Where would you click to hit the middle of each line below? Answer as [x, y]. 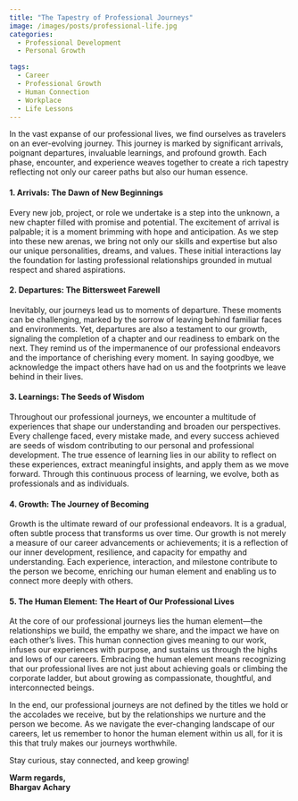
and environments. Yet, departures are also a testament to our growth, [138, 328]
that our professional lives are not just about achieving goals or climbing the [149, 669]
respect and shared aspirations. [68, 269]
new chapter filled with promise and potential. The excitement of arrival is [144, 222]
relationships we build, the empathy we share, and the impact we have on [144, 631]
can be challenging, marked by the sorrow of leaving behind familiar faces [146, 320]
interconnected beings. [52, 688]
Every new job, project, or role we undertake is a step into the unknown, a [145, 212]
